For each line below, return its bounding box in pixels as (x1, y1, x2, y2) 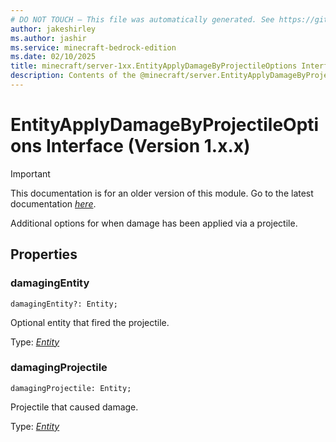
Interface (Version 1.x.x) (45, 135, 251, 158)
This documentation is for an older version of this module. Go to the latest (10, 187, 314, 199)
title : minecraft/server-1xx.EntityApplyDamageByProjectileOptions (10, 61, 298, 71)
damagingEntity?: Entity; (10, 299, 118, 309)
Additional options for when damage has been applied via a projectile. (10, 217, 298, 229)
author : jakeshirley (10, 24, 97, 34)
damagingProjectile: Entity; (10, 383, 132, 393)
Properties (10, 246, 78, 263)
